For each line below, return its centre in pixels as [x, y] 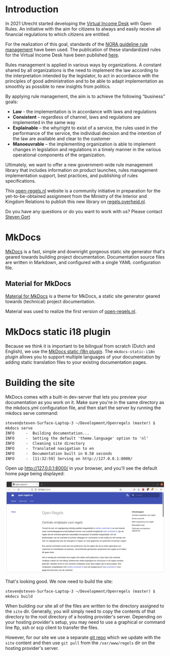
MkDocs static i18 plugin [58, 332]
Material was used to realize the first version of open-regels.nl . [71, 311]
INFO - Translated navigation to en [50, 448]
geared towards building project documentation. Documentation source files [85, 257]
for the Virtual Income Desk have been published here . [62, 55]
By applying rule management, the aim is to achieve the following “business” [85, 96]
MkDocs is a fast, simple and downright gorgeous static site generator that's [85, 251]
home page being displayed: [35, 473]
